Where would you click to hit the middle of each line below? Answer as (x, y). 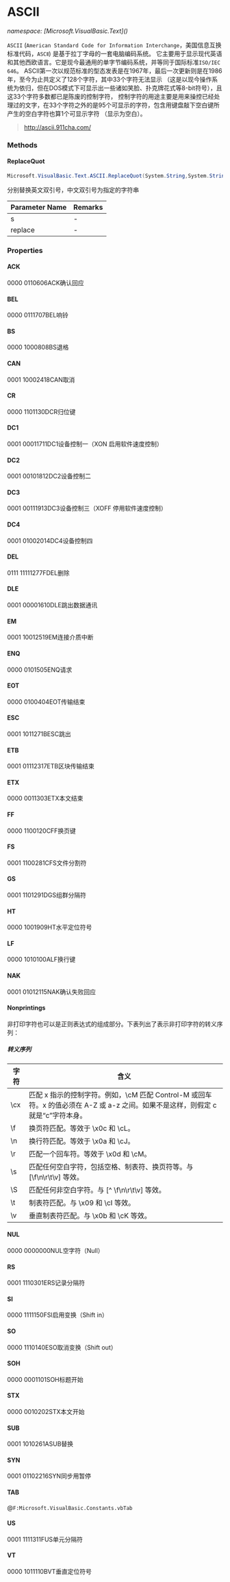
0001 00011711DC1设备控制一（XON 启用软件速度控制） (85, 444)
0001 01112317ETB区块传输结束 (51, 766)
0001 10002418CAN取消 (41, 379)
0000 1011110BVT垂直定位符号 (50, 1571)
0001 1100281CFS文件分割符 (47, 863)
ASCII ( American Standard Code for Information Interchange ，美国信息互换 (114, 45)
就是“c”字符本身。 (57, 1115)
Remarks (88, 207)
